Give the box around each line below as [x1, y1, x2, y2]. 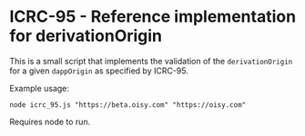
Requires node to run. [9, 116, 91, 127]
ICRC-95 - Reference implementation [9, 6, 297, 27]
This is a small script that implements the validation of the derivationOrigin [9, 55, 293, 66]
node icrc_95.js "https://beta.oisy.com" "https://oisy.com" [9, 100, 247, 110]
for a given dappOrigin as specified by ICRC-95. [9, 65, 189, 76]
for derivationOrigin [9, 25, 162, 46]
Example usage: [9, 83, 70, 93]
